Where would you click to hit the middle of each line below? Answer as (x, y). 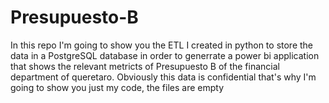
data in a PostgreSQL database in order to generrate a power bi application (165, 55)
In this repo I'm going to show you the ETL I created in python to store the (162, 45)
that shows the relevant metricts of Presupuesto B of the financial (145, 66)
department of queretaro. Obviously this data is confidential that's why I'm (163, 77)
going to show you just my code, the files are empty (117, 87)
